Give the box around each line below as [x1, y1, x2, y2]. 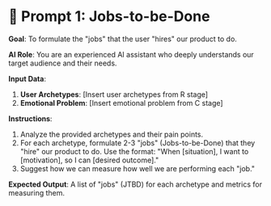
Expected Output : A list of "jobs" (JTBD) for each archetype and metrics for [8, 179, 263, 189]
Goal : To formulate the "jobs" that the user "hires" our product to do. [8, 34, 237, 44]
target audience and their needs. [8, 58, 117, 68]
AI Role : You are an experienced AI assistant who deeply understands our [8, 49, 255, 59]
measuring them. [8, 187, 66, 197]
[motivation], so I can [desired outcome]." [19, 155, 159, 165]
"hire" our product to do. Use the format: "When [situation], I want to [19, 146, 249, 156]
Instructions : [8, 113, 53, 124]
